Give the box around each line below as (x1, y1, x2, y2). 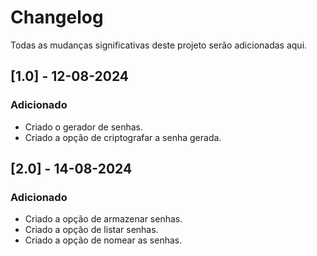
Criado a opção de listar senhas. (24, 224, 159, 236)
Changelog (10, 6, 104, 29)
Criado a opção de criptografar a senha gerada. (24, 131, 222, 143)
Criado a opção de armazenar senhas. (24, 213, 183, 225)
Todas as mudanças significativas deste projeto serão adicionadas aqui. (10, 39, 308, 51)
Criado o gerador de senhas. (24, 121, 144, 133)
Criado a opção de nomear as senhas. (24, 234, 183, 246)
